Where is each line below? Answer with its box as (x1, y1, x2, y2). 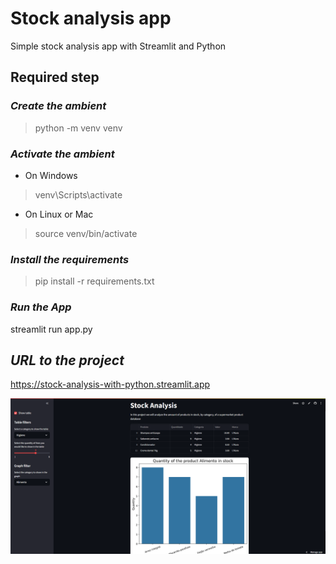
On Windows (24, 169, 78, 181)
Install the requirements (10, 252, 130, 266)
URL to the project (10, 352, 125, 369)
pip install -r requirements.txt (34, 275, 155, 287)
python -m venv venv (34, 122, 123, 134)
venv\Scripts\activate (34, 188, 123, 201)
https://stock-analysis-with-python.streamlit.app (10, 378, 211, 391)
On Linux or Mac (24, 208, 94, 220)
